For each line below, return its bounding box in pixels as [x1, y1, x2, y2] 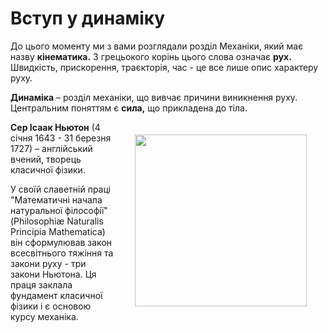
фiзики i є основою [10, 300, 92, 312]
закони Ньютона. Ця [10, 268, 97, 280]
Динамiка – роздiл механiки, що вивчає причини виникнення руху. [10, 91, 298, 103]
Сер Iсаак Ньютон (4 [10, 121, 101, 133]
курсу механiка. [10, 310, 79, 322]
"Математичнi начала [10, 193, 103, 206]
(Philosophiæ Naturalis [10, 215, 104, 227]
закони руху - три [10, 257, 87, 269]
